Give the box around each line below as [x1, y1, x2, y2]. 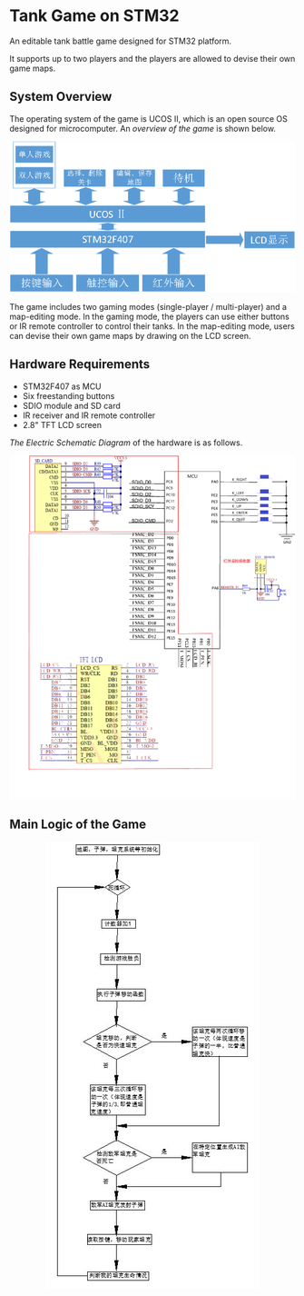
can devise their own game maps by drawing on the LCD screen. [9, 331, 251, 342]
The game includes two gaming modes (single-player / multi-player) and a [9, 302, 288, 313]
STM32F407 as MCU [22, 381, 102, 392]
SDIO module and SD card [22, 400, 121, 411]
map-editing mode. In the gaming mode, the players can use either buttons [9, 311, 290, 323]
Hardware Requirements [9, 356, 151, 373]
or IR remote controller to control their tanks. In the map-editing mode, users [9, 321, 295, 332]
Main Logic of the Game [9, 817, 147, 832]
